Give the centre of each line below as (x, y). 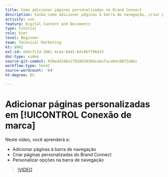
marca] (20, 126)
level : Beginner (22, 38)
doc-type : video (22, 56)
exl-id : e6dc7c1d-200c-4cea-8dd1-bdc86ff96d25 (54, 52)
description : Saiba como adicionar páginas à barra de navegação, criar (82, 15)
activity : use (20, 19)
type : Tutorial (21, 29)
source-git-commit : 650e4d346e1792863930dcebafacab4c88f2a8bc (71, 61)
